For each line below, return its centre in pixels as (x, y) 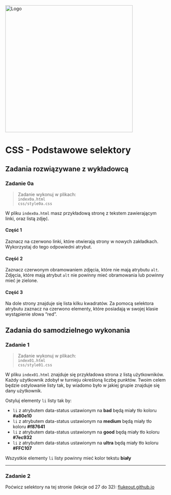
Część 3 (14, 292)
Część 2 (14, 258)
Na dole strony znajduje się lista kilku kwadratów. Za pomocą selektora (80, 303)
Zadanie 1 (17, 345)
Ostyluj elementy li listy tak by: (39, 400)
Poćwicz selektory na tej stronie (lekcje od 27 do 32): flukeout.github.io (80, 487)
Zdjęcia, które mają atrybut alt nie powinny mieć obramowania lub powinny (85, 275)
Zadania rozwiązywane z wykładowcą (67, 169)
